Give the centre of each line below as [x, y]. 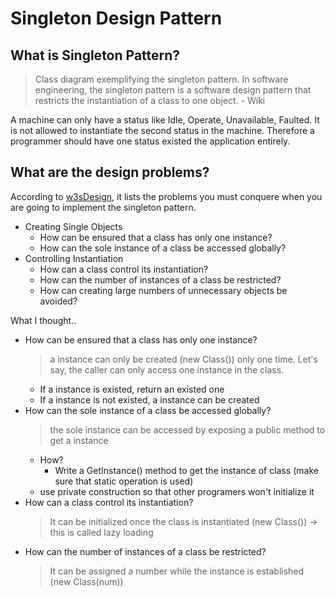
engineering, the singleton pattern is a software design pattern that [173, 90]
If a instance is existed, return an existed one [132, 389]
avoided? [58, 301]
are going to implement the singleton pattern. [103, 207]
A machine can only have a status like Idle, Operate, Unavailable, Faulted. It [165, 120]
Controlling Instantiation [74, 258]
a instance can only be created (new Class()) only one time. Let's [183, 359]
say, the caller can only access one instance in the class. [167, 369]
